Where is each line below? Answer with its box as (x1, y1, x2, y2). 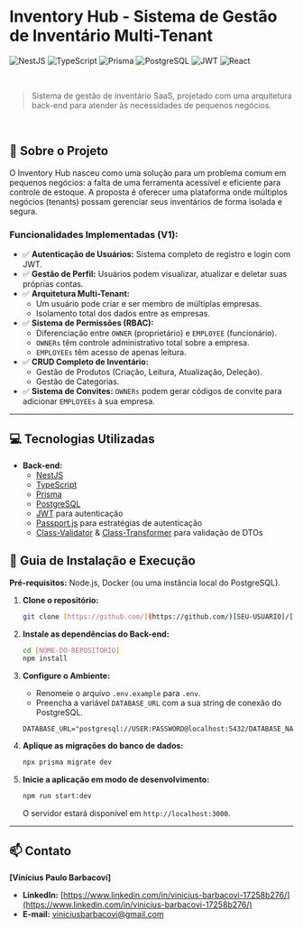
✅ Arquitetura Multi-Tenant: (22, 289, 130, 299)
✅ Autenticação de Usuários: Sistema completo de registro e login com (22, 249, 291, 260)
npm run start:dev (22, 792, 92, 801)
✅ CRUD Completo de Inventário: (22, 356, 149, 367)
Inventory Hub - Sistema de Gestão (9, 6, 278, 27)
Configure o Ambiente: (22, 670, 111, 682)
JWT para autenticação (35, 508, 124, 519)
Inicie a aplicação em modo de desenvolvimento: (22, 774, 210, 786)
